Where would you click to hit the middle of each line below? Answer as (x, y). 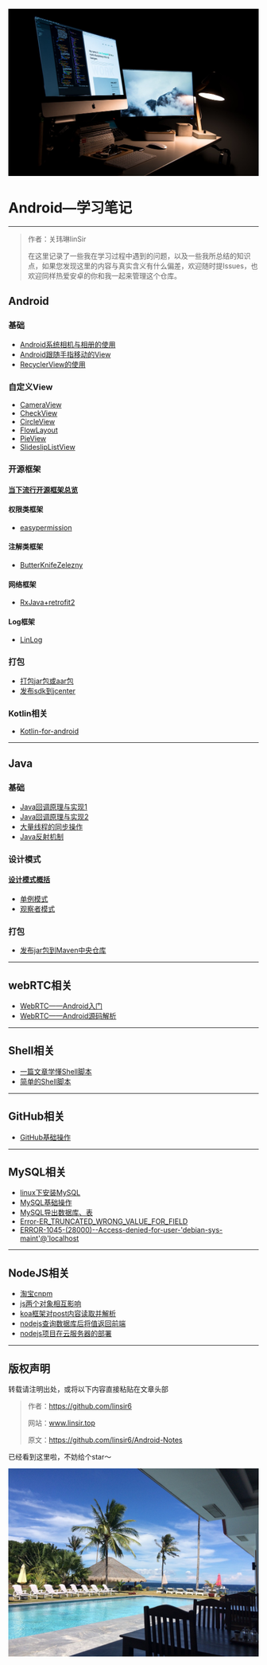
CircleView (37, 422)
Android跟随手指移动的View (65, 354)
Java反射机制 (42, 836)
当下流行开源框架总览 (43, 490)
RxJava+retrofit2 (47, 603)
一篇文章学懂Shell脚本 (56, 1071)
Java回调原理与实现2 (54, 816)
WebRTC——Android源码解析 (68, 1015)
